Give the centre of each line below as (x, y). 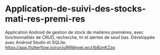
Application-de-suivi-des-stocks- (75, 9)
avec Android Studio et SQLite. (36, 42)
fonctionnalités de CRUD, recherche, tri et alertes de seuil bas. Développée (80, 37)
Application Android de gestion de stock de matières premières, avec (74, 32)
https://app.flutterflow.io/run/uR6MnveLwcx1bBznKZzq (60, 47)
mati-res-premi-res (45, 19)
